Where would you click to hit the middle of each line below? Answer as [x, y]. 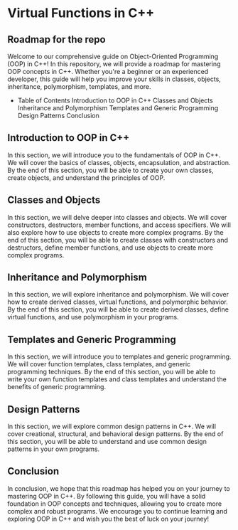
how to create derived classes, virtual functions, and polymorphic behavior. [118, 302]
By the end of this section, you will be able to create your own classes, [110, 170]
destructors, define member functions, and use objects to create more [110, 248]
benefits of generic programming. [57, 387]
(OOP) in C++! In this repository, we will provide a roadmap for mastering [114, 64]
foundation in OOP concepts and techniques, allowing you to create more [115, 504]
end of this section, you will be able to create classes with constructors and [118, 240]
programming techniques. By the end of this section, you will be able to [112, 372]
